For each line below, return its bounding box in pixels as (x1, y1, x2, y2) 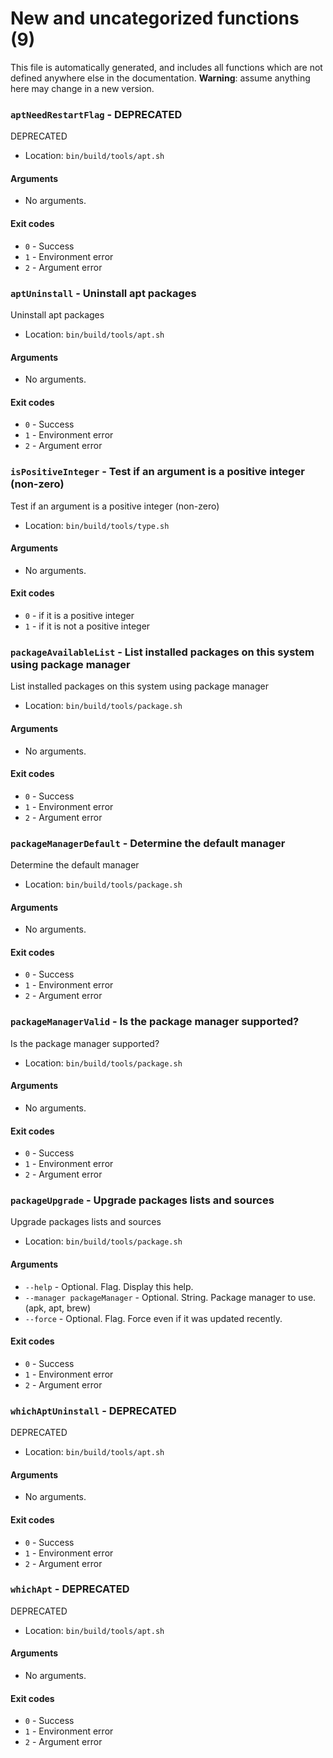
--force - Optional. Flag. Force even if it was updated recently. (24, 1312, 283, 1324)
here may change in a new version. (10, 82, 155, 94)
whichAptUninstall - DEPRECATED (10, 1403, 177, 1417)
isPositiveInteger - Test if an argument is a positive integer (10, 465, 305, 479)
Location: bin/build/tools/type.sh (24, 519, 170, 531)
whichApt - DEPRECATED (10, 1582, 130, 1596)
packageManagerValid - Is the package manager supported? (10, 1015, 300, 1029)
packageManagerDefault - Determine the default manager (10, 836, 286, 850)
